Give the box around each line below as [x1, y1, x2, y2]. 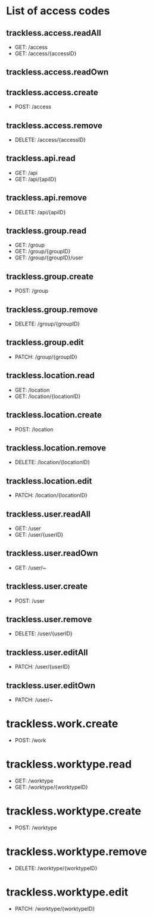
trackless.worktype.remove [6, 845, 147, 859]
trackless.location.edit [6, 476, 92, 486]
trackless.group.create [6, 271, 94, 281]
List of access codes [6, 4, 110, 18]
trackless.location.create [6, 410, 102, 420]
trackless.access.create [6, 87, 98, 98]
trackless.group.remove [6, 305, 98, 315]
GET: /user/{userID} [14, 531, 64, 538]
